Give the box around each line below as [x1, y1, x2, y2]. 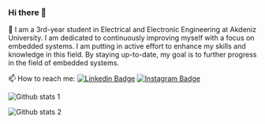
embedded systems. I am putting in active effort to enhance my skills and [8, 42, 246, 51]
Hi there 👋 [8, 7, 47, 18]
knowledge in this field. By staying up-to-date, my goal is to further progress [8, 50, 257, 60]
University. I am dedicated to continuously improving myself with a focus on [8, 33, 255, 42]
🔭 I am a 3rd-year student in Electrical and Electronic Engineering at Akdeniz [8, 25, 256, 35]
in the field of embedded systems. [8, 58, 120, 67]
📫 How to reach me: [8, 74, 76, 83]
